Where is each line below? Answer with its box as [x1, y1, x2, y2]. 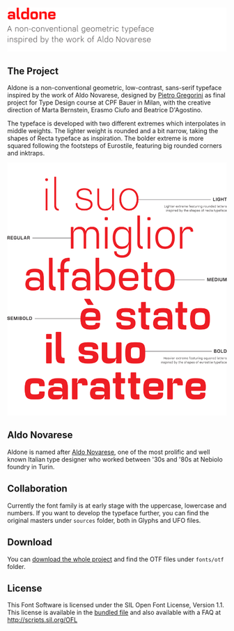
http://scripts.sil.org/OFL [7, 616, 78, 624]
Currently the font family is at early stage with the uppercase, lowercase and [7, 501, 227, 510]
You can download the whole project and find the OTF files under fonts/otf [7, 555, 224, 563]
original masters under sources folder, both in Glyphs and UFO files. [7, 516, 201, 524]
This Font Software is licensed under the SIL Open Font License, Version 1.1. [7, 601, 225, 609]
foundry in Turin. [7, 462, 55, 471]
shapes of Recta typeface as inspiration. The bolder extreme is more [7, 134, 204, 143]
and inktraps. [7, 149, 45, 158]
